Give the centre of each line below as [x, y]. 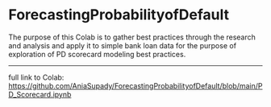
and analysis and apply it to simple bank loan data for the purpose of [122, 45]
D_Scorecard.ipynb [40, 94]
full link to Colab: [36, 77]
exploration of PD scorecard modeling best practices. [97, 54]
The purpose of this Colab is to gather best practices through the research [132, 37]
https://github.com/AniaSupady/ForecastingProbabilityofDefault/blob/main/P [135, 85]
